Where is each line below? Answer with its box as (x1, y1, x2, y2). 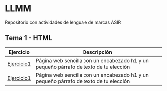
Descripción (83, 48, 113, 55)
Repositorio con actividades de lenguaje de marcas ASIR (5, 19, 121, 25)
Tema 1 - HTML (5, 34, 53, 42)
